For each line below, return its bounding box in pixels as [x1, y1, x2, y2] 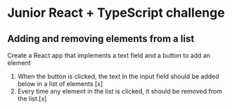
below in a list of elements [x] [17, 80, 103, 88]
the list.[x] [17, 94, 47, 103]
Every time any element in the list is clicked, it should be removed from [17, 87, 223, 95]
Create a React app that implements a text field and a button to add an [7, 51, 211, 59]
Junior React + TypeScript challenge [7, 5, 225, 21]
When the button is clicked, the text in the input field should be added [17, 72, 219, 80]
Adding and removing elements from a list [7, 33, 195, 45]
